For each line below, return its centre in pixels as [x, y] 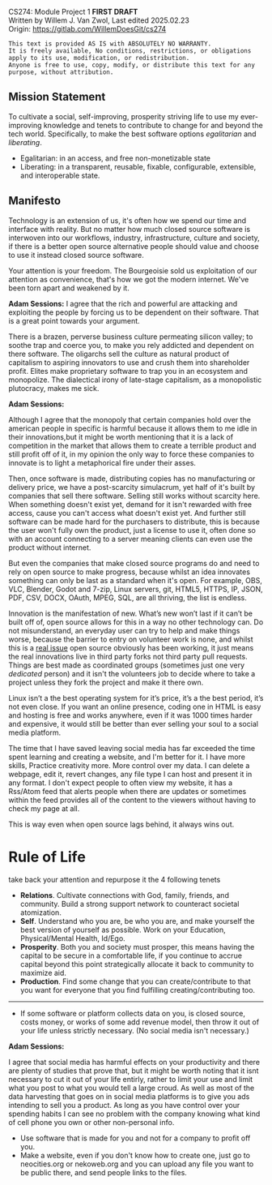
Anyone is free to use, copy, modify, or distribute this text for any [132, 65]
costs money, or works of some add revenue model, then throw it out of [140, 1022]
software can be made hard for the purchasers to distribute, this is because [134, 522]
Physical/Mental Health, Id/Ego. [72, 938]
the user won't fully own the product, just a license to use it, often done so [132, 530]
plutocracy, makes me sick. [54, 388]
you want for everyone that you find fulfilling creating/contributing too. [138, 990]
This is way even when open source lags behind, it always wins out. [121, 824]
